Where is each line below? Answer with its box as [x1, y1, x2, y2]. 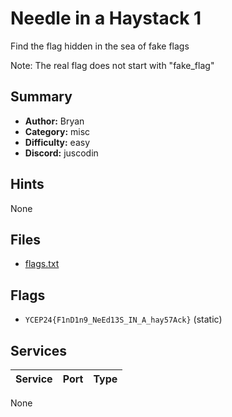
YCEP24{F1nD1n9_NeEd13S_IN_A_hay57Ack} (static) [24, 313, 223, 326]
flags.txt [24, 258, 60, 270]
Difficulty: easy [24, 136, 91, 148]
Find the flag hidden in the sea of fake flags [10, 40, 190, 52]
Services [10, 342, 68, 359]
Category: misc [24, 125, 91, 137]
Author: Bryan [24, 115, 85, 127]
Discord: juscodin [24, 147, 99, 159]
